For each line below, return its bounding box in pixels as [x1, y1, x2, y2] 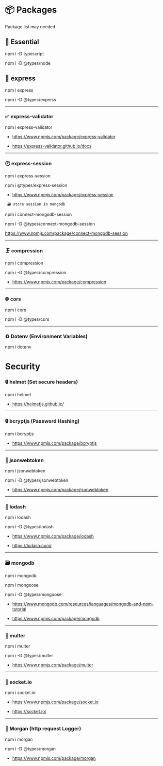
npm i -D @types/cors [5, 316, 49, 322]
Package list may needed [5, 23, 56, 30]
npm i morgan [5, 736, 33, 742]
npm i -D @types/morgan [5, 746, 56, 751]
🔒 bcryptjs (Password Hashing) [5, 418, 80, 425]
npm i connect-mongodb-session [5, 211, 72, 217]
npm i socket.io [5, 690, 36, 696]
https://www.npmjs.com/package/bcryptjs [12, 440, 97, 446]
